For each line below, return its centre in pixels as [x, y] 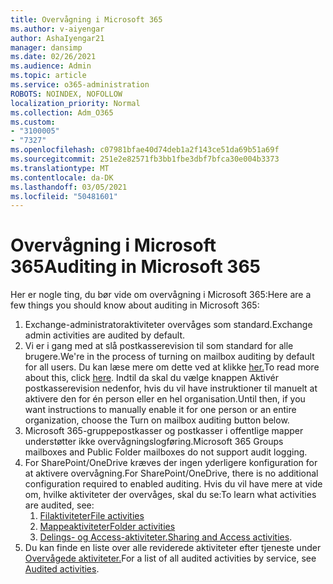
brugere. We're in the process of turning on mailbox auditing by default [169, 357]
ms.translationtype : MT [60, 168]
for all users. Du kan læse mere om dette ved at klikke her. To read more [172, 367]
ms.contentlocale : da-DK [62, 177]
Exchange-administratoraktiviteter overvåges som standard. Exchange [168, 325]
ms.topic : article [48, 76]
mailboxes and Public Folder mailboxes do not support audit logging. [166, 452]
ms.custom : [33, 122]
